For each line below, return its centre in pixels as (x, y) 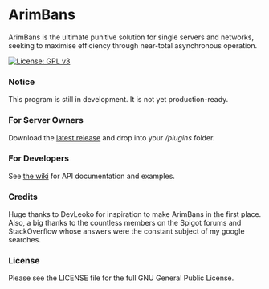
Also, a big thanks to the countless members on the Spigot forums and (125, 223)
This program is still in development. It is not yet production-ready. (118, 100)
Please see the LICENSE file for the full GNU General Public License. (121, 278)
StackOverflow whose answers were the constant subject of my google (126, 231)
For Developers (39, 158)
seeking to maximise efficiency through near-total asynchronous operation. (133, 45)
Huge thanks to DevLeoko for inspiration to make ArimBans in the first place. (135, 214)
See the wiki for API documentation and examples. (92, 176)
